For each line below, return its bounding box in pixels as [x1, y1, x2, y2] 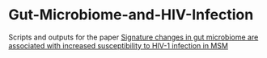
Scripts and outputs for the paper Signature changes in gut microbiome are [8, 32, 259, 42]
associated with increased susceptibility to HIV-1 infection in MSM [8, 40, 229, 50]
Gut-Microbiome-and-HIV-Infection [8, 6, 254, 24]
